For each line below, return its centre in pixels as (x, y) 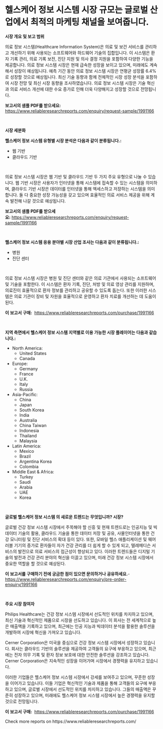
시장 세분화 (15, 130)
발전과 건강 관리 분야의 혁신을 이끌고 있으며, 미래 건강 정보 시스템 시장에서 (84, 557)
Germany (28, 368)
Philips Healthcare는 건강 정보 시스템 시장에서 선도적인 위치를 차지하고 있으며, (79, 614)
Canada (27, 358)
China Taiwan (33, 425)
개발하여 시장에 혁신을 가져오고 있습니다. (43, 632)
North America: (27, 348)
